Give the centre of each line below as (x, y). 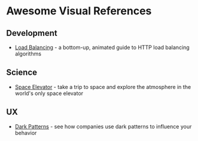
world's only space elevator (49, 93)
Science (22, 73)
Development (32, 33)
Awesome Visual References (79, 11)
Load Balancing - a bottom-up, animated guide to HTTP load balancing (102, 47)
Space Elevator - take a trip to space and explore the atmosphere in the (103, 87)
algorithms (28, 54)
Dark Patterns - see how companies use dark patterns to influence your (103, 126)
